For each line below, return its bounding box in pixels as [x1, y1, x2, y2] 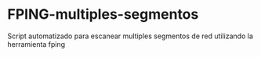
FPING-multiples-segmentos [7, 5, 199, 23]
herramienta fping [7, 39, 66, 48]
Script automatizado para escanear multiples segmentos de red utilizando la [7, 31, 254, 41]
